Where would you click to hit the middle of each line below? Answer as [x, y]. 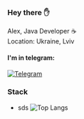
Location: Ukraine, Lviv [41, 41]
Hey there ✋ [28, 12]
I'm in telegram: [31, 58]
